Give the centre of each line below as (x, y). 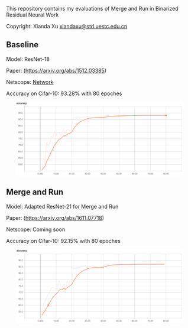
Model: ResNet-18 (28, 59)
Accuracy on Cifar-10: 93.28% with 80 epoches (64, 93)
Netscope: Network (30, 82)
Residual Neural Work (33, 15)
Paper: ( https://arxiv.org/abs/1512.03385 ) (56, 70)
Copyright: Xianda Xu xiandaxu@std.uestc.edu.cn (67, 26)
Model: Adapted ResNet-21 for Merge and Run (62, 206)
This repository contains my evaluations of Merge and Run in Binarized (92, 9)
